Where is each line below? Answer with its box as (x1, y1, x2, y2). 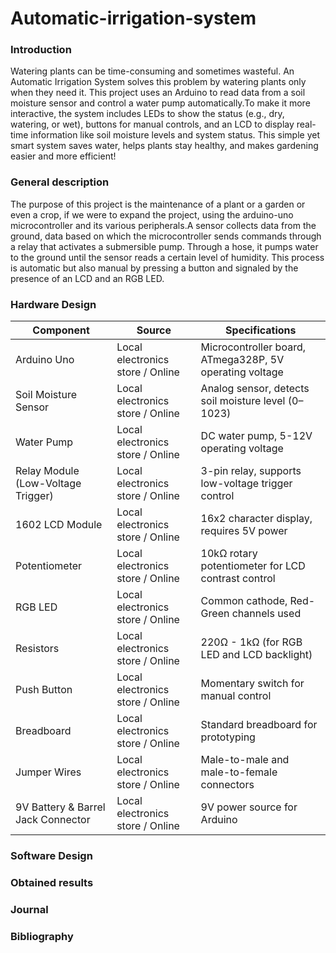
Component (32, 323, 90, 337)
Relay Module (15, 464, 80, 478)
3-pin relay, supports (200, 464, 302, 478)
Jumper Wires (15, 765, 82, 779)
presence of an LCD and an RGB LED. (10, 272, 165, 284)
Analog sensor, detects (200, 382, 310, 396)
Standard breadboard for (200, 718, 318, 732)
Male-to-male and (200, 753, 290, 767)
